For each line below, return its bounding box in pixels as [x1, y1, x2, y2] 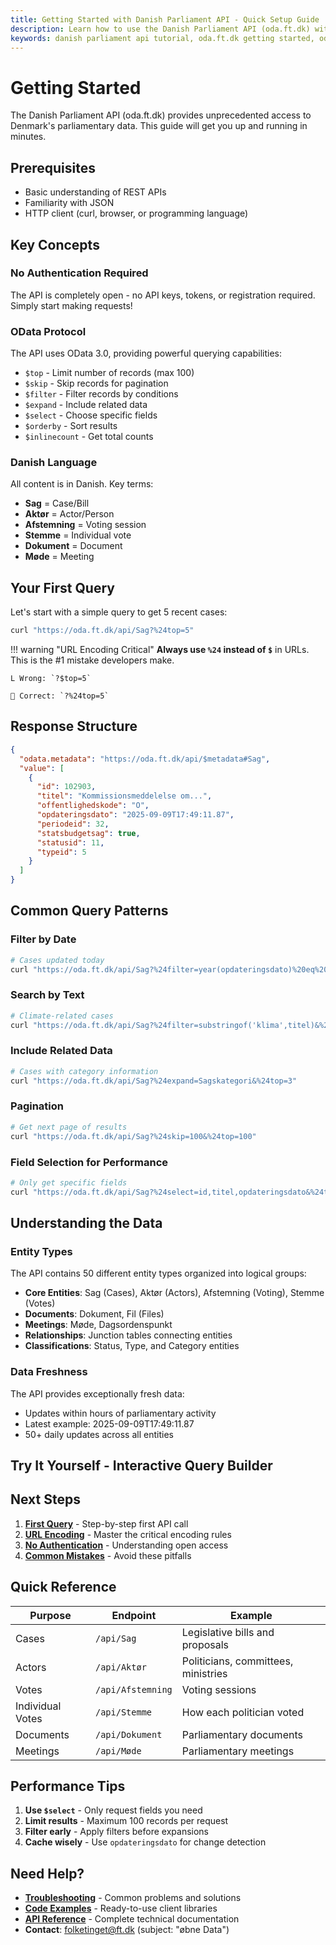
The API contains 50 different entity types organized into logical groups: [10, 1267, 307, 1280]
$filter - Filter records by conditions [24, 388, 179, 400]
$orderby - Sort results [24, 420, 118, 432]
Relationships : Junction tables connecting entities [24, 1329, 233, 1341]
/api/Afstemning [94, 1684, 173, 1695]
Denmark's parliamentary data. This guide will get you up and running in [10, 120, 308, 132]
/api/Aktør [94, 1661, 147, 1673]
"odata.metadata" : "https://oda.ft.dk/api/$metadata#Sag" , [19, 754, 271, 764]
